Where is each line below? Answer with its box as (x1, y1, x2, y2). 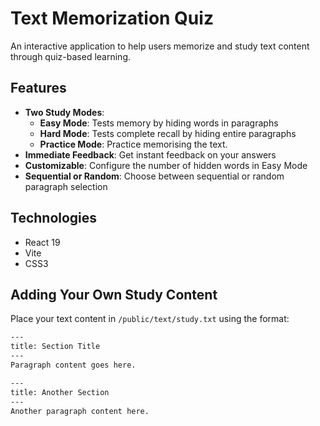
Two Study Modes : (24, 106, 105, 118)
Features (10, 80, 67, 97)
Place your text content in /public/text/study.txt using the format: (10, 313, 290, 325)
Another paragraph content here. (10, 406, 150, 416)
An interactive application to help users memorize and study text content (10, 40, 310, 52)
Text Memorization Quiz (10, 7, 214, 30)
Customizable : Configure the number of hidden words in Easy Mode (24, 159, 308, 171)
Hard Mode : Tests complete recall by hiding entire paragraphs (39, 127, 297, 139)
